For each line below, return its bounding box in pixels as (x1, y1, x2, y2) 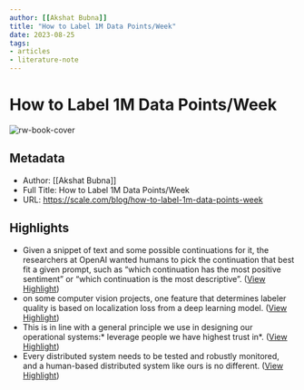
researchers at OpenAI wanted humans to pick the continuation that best (22, 254, 295, 265)
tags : (9, 38, 30, 48)
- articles (9, 47, 51, 56)
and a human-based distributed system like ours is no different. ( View (22, 360, 284, 371)
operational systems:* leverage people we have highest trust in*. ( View (22, 331, 288, 342)
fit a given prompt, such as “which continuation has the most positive (22, 264, 281, 275)
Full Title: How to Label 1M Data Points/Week (22, 184, 191, 195)
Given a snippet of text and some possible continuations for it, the (22, 244, 270, 255)
